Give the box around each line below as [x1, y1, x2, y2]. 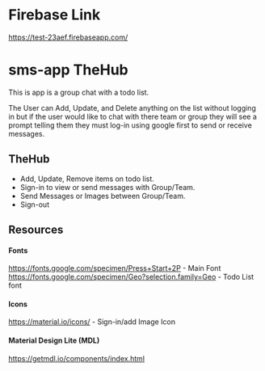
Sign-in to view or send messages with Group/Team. [19, 182, 196, 192]
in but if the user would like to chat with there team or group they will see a [8, 112, 257, 121]
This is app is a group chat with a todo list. [8, 87, 149, 97]
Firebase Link [8, 6, 101, 24]
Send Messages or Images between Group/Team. [19, 191, 186, 200]
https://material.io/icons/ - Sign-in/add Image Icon [8, 317, 176, 327]
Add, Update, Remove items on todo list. [19, 174, 155, 183]
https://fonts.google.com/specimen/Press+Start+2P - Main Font [8, 263, 221, 273]
